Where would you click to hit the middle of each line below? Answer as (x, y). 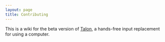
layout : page (19, 10)
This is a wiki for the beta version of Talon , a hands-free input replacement (82, 28)
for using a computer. (27, 34)
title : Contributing (27, 14)
